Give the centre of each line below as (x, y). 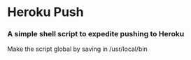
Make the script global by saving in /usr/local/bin (78, 49)
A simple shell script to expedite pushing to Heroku (96, 34)
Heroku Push (45, 12)
